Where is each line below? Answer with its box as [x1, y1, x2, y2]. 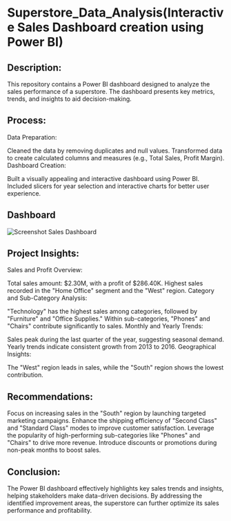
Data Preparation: [7, 133, 57, 141]
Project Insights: [7, 247, 79, 260]
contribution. [7, 371, 43, 379]
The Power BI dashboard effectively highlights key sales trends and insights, [7, 484, 224, 493]
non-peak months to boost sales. [7, 446, 101, 454]
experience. [7, 189, 41, 198]
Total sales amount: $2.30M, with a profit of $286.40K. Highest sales [7, 279, 203, 287]
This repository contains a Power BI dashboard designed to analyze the [7, 80, 210, 88]
